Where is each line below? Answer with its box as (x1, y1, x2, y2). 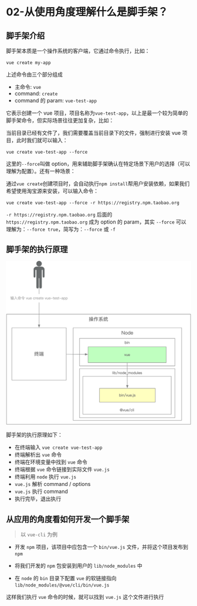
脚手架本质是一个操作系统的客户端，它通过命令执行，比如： (6, 48, 150, 54)
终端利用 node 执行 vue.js (14, 473, 77, 480)
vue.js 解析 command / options (14, 481, 91, 488)
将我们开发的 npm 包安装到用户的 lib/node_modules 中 (14, 562, 142, 570)
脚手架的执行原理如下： (6, 431, 63, 438)
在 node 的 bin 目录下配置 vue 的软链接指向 (14, 575, 117, 582)
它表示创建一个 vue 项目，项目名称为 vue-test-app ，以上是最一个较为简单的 (6, 109, 189, 116)
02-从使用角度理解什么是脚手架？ (6, 5, 168, 19)
